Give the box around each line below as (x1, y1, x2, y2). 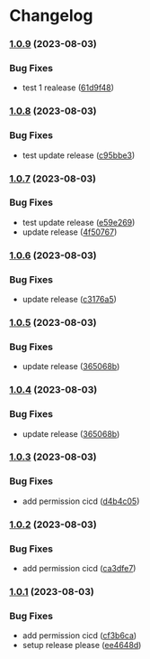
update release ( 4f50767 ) (22, 227, 118, 237)
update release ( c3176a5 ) (22, 294, 117, 305)
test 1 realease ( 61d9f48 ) (22, 82, 115, 93)
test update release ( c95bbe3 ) (22, 150, 136, 161)
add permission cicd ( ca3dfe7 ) (22, 562, 137, 573)
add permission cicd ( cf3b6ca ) (22, 630, 137, 641)
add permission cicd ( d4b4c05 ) (22, 496, 140, 506)
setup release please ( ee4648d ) (22, 640, 142, 651)
